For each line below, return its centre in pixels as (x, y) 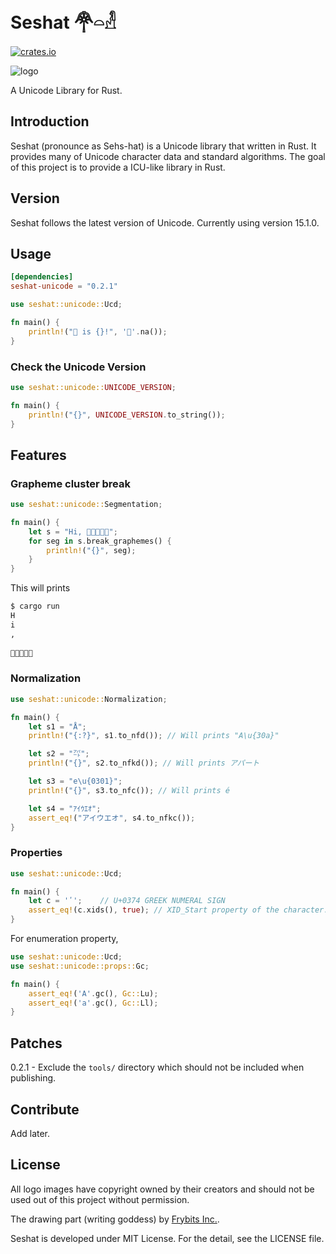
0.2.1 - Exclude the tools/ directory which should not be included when (157, 1067)
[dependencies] (42, 277)
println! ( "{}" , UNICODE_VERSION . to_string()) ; (127, 415)
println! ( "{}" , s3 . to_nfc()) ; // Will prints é (129, 790)
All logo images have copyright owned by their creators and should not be (162, 1189)
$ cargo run (35, 606)
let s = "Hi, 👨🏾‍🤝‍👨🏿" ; (73, 531)
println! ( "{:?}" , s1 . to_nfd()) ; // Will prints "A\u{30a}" (154, 736)
